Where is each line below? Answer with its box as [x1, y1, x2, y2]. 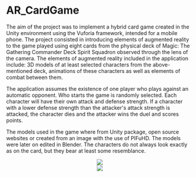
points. [6, 116, 23, 124]
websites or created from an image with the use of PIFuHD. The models [6, 134, 181, 141]
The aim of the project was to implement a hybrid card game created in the [6, 23, 189, 30]
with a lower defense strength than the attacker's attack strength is [6, 104, 170, 111]
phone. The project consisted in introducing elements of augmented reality [6, 36, 189, 43]
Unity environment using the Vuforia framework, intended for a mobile [6, 29, 178, 36]
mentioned [6, 67, 33, 74]
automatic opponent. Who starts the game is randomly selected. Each [6, 91, 177, 99]
